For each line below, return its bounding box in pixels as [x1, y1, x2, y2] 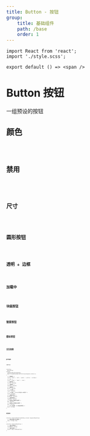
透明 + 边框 [6, 261, 31, 268]
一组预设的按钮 [6, 108, 43, 115]
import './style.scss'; [6, 54, 66, 60]
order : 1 [17, 32, 39, 38]
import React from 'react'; [6, 48, 77, 55]
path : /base [17, 26, 47, 32]
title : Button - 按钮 [6, 9, 59, 15]
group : [6, 15, 23, 21]
